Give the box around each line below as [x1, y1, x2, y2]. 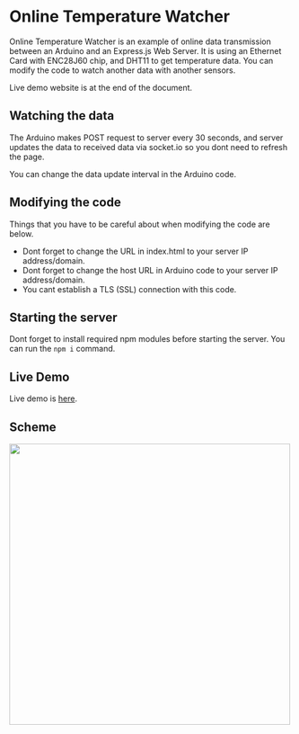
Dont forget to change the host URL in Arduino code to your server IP [22, 264, 278, 275]
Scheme [9, 419, 57, 434]
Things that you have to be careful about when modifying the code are [9, 219, 271, 229]
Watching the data [9, 108, 115, 123]
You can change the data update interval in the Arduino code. [9, 168, 237, 179]
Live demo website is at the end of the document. [9, 82, 193, 93]
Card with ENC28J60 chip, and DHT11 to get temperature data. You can [9, 55, 274, 66]
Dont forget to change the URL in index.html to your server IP [22, 246, 249, 256]
